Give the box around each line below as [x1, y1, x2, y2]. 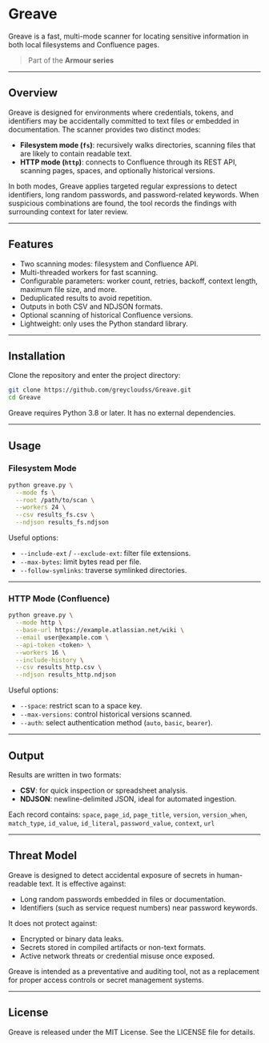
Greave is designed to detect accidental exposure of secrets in [8, 870, 215, 879]
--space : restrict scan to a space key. [19, 701, 143, 711]
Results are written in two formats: [8, 770, 122, 780]
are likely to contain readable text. [19, 148, 132, 158]
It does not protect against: [8, 918, 98, 927]
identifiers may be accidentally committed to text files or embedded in [8, 116, 239, 125]
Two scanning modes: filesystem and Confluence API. [19, 258, 199, 269]
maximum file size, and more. [19, 284, 118, 294]
